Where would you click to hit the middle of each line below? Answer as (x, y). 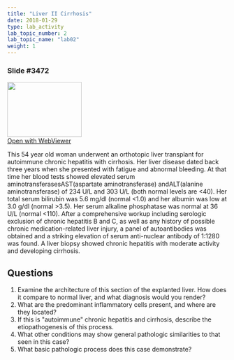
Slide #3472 (28, 71)
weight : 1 (22, 46)
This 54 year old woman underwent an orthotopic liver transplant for (105, 154)
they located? (37, 312)
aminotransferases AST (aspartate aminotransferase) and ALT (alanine (105, 184)
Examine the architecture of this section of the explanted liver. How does (122, 290)
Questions (30, 273)
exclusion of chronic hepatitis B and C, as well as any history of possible (111, 222)
